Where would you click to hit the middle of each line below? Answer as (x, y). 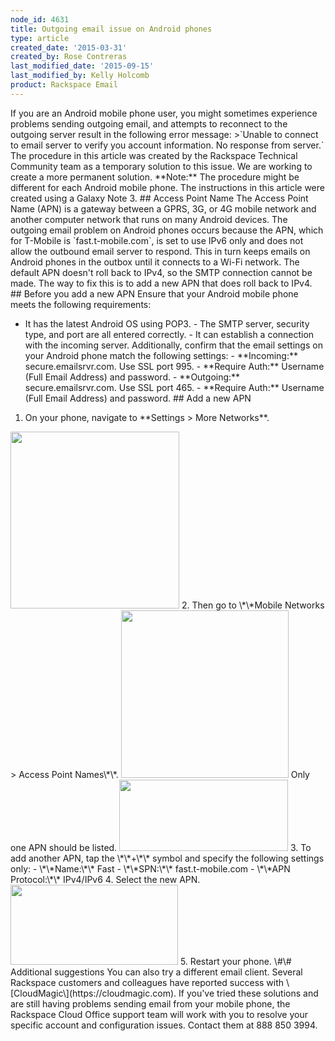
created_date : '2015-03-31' (69, 47)
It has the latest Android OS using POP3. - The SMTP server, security (167, 323)
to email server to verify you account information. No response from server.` (167, 145)
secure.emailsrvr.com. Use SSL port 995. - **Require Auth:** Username (174, 366)
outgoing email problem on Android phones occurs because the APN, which (167, 230)
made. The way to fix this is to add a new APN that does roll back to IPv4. (161, 283)
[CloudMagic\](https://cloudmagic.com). (93, 993)
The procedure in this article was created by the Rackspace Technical (154, 155)
